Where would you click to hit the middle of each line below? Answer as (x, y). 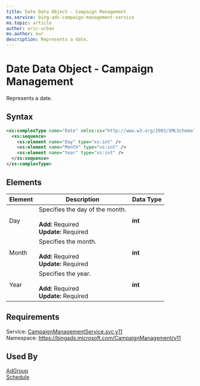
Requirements (33, 317)
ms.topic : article (29, 23)
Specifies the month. (68, 241)
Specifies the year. (65, 273)
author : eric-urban (30, 28)
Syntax (20, 117)
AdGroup (17, 371)
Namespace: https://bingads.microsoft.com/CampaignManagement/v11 (94, 338)
